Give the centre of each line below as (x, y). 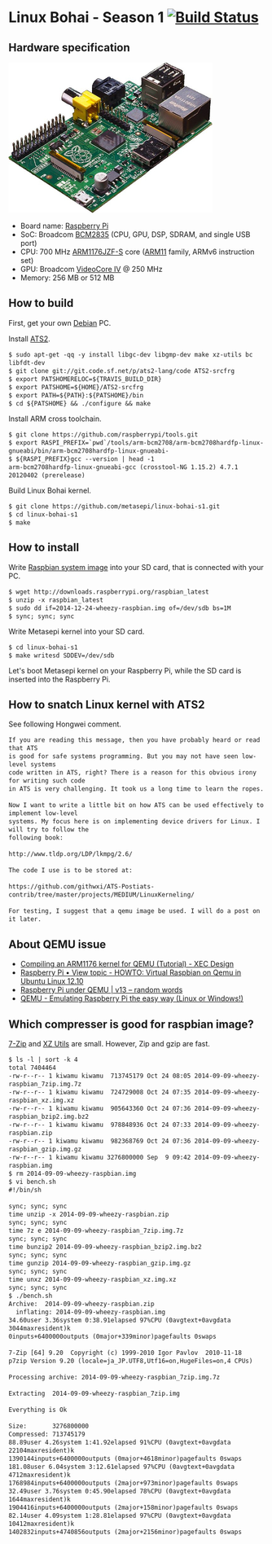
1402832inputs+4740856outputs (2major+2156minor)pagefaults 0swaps (125, 1532)
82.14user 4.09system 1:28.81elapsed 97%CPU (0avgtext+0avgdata (120, 1516)
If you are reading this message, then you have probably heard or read (134, 740)
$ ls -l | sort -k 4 (44, 1060)
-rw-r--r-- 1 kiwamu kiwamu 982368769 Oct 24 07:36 (100, 1141)
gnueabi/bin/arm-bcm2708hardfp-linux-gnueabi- (89, 451)
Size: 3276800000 (49, 1426)
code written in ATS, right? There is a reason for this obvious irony (132, 773)
